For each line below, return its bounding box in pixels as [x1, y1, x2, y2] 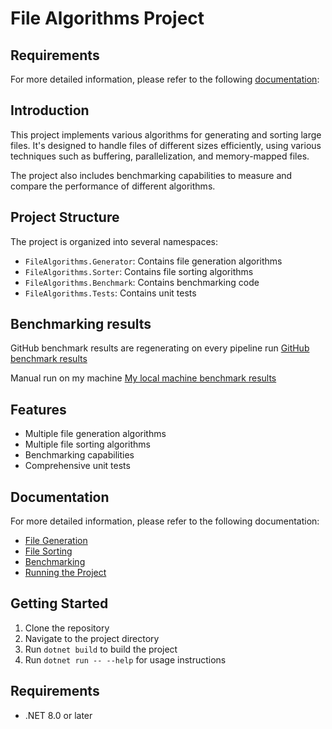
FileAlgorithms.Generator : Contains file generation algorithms [24, 255, 283, 267]
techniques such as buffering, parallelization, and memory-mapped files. [10, 150, 310, 162]
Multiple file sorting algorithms [24, 438, 151, 451]
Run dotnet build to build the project [24, 643, 178, 655]
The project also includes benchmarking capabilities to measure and [10, 169, 293, 181]
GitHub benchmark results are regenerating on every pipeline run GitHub [10, 342, 310, 354]
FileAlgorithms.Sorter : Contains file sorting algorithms [24, 265, 254, 277]
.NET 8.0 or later [24, 709, 93, 721]
